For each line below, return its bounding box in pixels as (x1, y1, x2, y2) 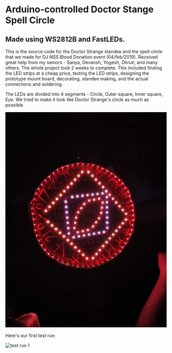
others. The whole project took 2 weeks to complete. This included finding (5, 65, 162, 71)
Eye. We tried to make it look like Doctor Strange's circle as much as (5, 96, 149, 102)
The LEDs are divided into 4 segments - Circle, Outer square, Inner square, (5, 91, 163, 97)
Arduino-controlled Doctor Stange (5, 4, 154, 15)
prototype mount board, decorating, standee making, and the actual (5, 76, 148, 81)
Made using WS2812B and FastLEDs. (5, 35, 125, 44)
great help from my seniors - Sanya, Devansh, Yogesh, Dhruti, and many (5, 59, 158, 65)
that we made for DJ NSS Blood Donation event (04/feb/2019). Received (5, 54, 158, 60)
